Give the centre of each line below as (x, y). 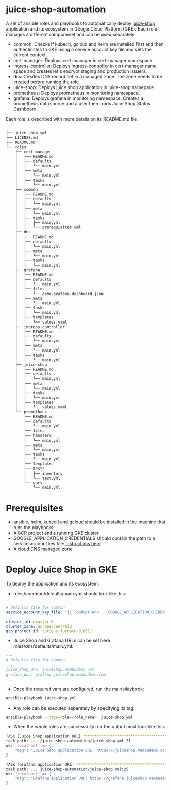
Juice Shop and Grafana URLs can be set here (62, 641)
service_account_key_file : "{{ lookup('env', (55, 612)
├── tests (34, 469)
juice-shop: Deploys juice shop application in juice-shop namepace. (84, 87)
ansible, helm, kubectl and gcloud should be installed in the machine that (89, 522)
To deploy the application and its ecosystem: (53, 584)
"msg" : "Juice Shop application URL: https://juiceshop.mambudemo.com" (92, 751)
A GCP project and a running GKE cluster (56, 533)
